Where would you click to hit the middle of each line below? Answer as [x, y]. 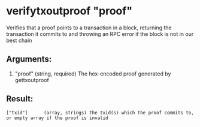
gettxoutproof [32, 80]
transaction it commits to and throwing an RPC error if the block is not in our [100, 34]
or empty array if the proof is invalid [57, 118]
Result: [20, 99]
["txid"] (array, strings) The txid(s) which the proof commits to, [100, 113]
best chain [19, 40]
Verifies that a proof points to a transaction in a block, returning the [89, 28]
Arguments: [29, 59]
